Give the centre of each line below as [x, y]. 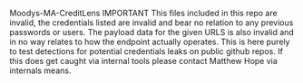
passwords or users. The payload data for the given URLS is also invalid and [152, 32]
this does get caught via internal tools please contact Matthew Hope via [144, 61]
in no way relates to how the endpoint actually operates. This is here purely [150, 41]
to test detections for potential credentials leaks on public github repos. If [147, 51]
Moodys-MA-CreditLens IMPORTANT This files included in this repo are [144, 13]
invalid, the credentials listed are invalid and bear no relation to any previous [151, 23]
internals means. [40, 70]
